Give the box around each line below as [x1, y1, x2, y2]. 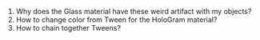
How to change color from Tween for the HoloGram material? [15, 15, 218, 24]
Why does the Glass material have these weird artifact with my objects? [15, 7, 252, 16]
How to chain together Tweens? [15, 24, 122, 32]
